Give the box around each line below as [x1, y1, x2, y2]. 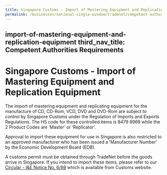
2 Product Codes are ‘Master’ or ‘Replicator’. [5, 124, 96, 130]
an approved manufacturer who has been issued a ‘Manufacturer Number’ [5, 139, 158, 145]
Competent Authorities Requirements [5, 46, 124, 54]
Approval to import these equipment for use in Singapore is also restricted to [5, 133, 162, 139]
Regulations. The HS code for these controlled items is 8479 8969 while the [5, 118, 161, 124]
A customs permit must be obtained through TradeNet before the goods [5, 154, 153, 160]
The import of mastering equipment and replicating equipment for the [5, 103, 148, 109]
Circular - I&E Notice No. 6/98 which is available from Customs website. [5, 164, 153, 170]
